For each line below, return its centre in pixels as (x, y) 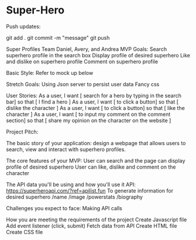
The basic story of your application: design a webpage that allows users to (96, 143)
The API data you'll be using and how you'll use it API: (71, 184)
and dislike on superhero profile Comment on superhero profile (82, 61)
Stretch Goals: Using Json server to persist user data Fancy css (83, 84)
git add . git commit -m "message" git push (58, 37)
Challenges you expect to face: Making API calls (64, 208)
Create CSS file (25, 232)
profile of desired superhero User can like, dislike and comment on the (91, 167)
